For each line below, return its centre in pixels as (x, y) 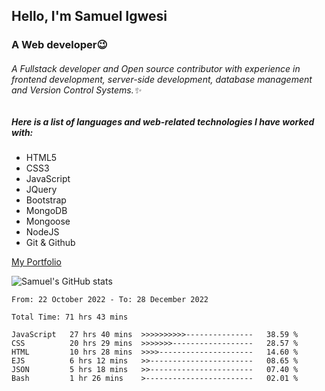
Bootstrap (46, 200)
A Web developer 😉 (59, 45)
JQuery (41, 189)
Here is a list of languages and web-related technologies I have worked (163, 121)
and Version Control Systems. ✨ (76, 90)
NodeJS (42, 231)
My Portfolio (36, 261)
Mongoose (48, 221)
